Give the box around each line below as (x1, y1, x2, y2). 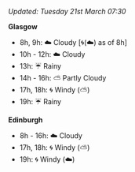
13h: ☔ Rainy (19, 62, 61, 70)
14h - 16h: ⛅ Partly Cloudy (19, 73, 107, 82)
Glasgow (8, 22, 38, 31)
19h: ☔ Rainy (19, 97, 61, 106)
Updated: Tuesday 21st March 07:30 (8, 7, 126, 16)
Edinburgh (8, 115, 43, 125)
